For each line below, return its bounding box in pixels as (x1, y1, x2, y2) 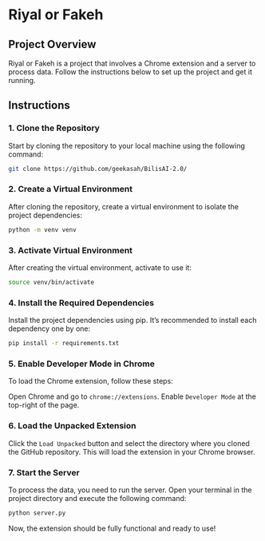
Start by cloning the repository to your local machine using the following (8, 141, 246, 150)
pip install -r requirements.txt (8, 340, 120, 348)
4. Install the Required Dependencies (8, 297, 154, 308)
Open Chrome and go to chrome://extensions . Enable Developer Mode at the (8, 392, 257, 401)
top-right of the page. (8, 400, 80, 410)
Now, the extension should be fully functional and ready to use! (8, 523, 216, 533)
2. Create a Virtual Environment (8, 184, 133, 195)
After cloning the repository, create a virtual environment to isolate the (8, 201, 239, 211)
